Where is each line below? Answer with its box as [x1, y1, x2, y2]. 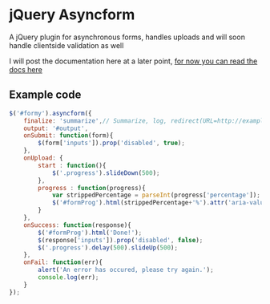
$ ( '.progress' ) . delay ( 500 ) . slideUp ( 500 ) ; [38, 243, 179, 252]
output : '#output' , [23, 124, 89, 132]
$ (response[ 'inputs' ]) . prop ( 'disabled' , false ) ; [38, 236, 204, 244]
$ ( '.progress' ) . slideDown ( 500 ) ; [51, 168, 160, 177]
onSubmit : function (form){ [23, 132, 114, 140]
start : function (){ [38, 161, 107, 169]
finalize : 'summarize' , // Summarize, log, [23, 116, 167, 125]
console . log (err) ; [38, 274, 99, 282]
